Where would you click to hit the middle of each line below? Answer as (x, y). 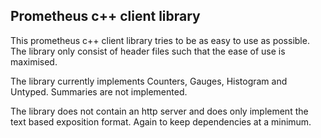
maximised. (34, 61)
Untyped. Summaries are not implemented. (99, 91)
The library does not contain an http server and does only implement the (159, 111)
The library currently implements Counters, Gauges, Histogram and (149, 81)
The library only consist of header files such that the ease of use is (148, 51)
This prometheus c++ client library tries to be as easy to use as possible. (160, 40)
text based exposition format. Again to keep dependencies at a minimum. (161, 121)
